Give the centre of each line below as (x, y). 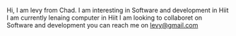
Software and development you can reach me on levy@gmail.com (102, 25)
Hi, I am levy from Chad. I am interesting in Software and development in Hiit (118, 10)
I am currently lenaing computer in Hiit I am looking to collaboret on (105, 18)
